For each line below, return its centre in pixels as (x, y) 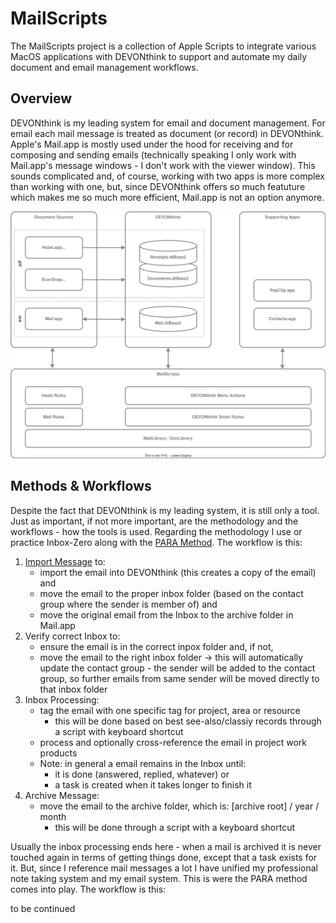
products (58, 753)
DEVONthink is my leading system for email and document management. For (168, 123)
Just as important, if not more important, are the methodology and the (154, 521)
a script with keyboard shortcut (119, 731)
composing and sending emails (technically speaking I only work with (153, 154)
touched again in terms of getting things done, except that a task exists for (164, 857)
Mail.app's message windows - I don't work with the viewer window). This (163, 165)
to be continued (43, 908)
